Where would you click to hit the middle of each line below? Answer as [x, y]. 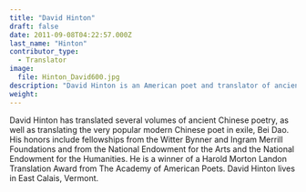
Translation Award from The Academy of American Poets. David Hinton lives [153, 168]
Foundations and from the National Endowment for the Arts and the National [152, 149]
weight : [24, 94]
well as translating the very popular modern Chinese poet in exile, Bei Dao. [149, 129]
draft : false [34, 26]
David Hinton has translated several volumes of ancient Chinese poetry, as [149, 120]
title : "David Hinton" [52, 18]
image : [22, 69]
